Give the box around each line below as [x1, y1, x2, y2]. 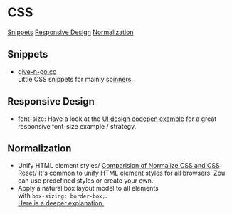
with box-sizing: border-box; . [17, 191, 108, 200]
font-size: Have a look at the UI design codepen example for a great [17, 114, 217, 123]
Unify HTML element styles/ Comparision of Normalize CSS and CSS [17, 161, 220, 170]
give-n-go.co [17, 67, 57, 75]
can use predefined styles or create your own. [17, 176, 154, 185]
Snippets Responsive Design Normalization [7, 28, 134, 36]
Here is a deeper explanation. [17, 199, 105, 208]
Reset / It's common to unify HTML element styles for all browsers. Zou [17, 168, 226, 178]
